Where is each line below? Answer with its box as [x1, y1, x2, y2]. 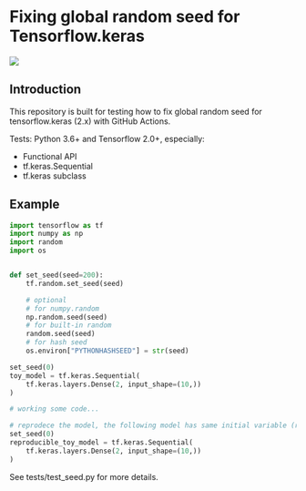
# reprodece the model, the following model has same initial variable [9, 421, 287, 430]
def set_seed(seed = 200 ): [9, 271, 104, 280]
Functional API [22, 150, 77, 161]
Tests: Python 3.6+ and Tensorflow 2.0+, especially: [9, 133, 205, 144]
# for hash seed [25, 338, 88, 347]
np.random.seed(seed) [25, 312, 107, 322]
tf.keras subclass [22, 170, 87, 181]
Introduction [9, 82, 82, 97]
